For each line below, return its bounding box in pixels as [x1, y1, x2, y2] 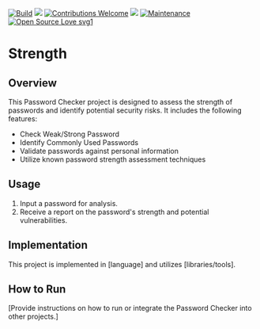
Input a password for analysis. [19, 198, 119, 208]
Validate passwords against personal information [19, 147, 179, 155]
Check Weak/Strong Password [19, 129, 120, 139]
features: [8, 114, 38, 123]
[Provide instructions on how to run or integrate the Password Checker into [8, 304, 252, 313]
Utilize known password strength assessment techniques [19, 155, 206, 164]
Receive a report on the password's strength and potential [19, 207, 209, 216]
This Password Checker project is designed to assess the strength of [8, 98, 233, 106]
